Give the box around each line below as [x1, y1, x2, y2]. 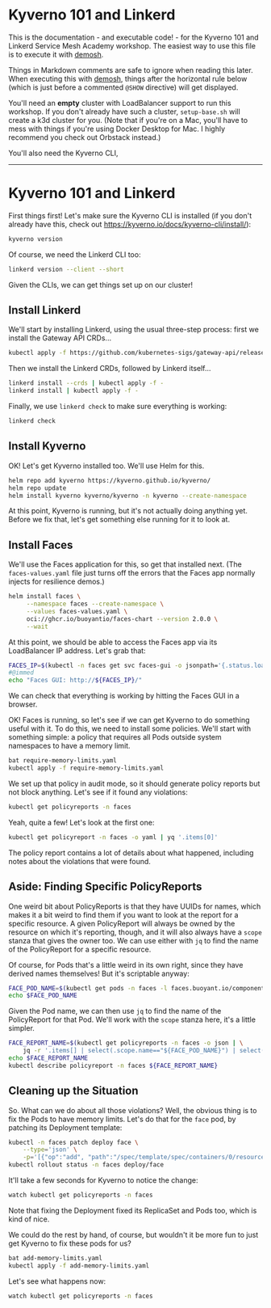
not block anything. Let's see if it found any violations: [8, 787, 188, 797]
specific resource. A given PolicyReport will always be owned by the [8, 918, 236, 928]
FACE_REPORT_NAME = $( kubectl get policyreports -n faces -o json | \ [8, 1039, 244, 1048]
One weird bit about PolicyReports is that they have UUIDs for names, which [8, 901, 261, 911]
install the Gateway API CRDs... [8, 333, 111, 343]
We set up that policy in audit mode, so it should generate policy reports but [8, 778, 261, 788]
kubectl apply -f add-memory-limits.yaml [8, 1261, 150, 1270]
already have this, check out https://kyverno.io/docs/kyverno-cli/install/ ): [8, 219, 252, 229]
